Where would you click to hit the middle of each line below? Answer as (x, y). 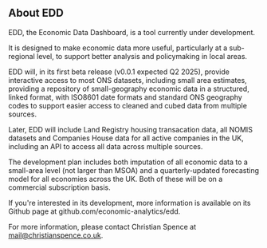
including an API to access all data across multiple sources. (106, 146)
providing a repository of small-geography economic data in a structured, (129, 89)
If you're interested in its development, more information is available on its (130, 203)
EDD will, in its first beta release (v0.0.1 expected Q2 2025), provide (119, 72)
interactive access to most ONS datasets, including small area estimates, (128, 80)
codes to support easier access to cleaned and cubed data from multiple (128, 105)
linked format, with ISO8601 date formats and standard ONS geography (126, 97)
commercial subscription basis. (60, 187)
